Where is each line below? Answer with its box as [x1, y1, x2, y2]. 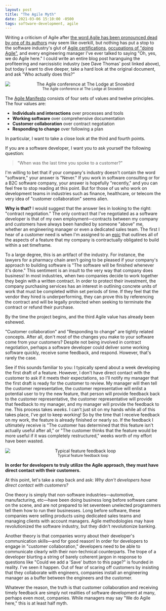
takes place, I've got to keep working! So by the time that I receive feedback [5, 412, 160, 418]
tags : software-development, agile [5, 21, 79, 26]
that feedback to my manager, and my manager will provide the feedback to [5, 401, 160, 407]
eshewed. [5, 319, 25, 325]
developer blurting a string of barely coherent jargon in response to [5, 554, 142, 560]
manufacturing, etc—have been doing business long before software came [5, 497, 158, 503]
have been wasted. [5, 438, 44, 444]
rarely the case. [5, 355, 37, 361]
